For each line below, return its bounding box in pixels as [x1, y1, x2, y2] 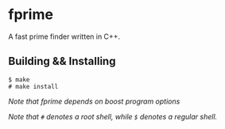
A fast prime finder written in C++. [8, 32, 121, 41]
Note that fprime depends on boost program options [8, 97, 180, 106]
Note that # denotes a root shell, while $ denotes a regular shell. [8, 112, 218, 121]
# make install [8, 82, 59, 90]
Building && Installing [8, 55, 116, 68]
